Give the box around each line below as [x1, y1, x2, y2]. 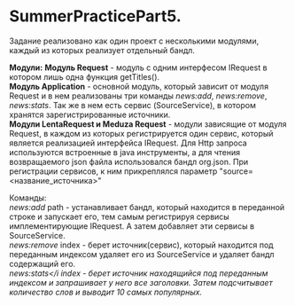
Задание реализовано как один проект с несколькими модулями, [9, 35, 260, 46]
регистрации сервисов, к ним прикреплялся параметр [9, 166, 218, 177]
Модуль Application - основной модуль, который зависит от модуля [9, 81, 268, 91]
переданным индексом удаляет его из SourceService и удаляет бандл [9, 248, 275, 259]
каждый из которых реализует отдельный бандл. [9, 44, 195, 55]
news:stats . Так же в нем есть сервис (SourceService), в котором [9, 99, 257, 110]
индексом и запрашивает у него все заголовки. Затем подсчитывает [9, 277, 273, 287]
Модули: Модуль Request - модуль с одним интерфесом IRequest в [9, 62, 268, 73]
